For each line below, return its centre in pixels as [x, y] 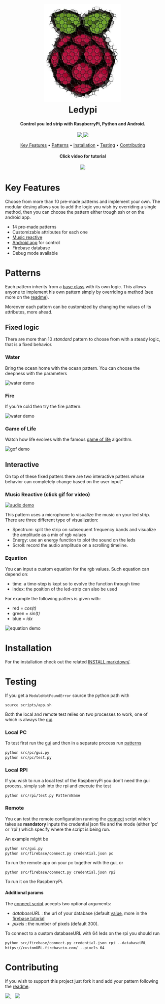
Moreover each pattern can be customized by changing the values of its [78, 307]
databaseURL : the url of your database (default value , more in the [80, 913]
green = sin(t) [26, 613]
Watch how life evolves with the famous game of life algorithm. [69, 439]
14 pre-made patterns [34, 227]
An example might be [27, 839]
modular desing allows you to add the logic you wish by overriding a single [81, 207]
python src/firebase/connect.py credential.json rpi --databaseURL [76, 943]
